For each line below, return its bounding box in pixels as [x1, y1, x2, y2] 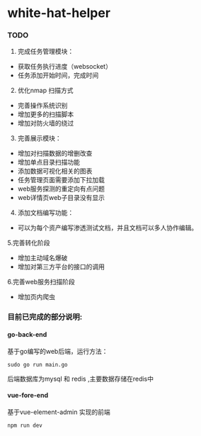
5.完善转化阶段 [7, 239, 50, 247]
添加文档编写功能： [17, 208, 74, 217]
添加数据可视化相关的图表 [17, 167, 93, 175]
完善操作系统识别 [17, 101, 68, 110]
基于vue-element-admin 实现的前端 [7, 408, 111, 416]
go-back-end [7, 330, 47, 338]
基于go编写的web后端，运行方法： [7, 347, 108, 355]
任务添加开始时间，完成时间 [17, 71, 99, 79]
